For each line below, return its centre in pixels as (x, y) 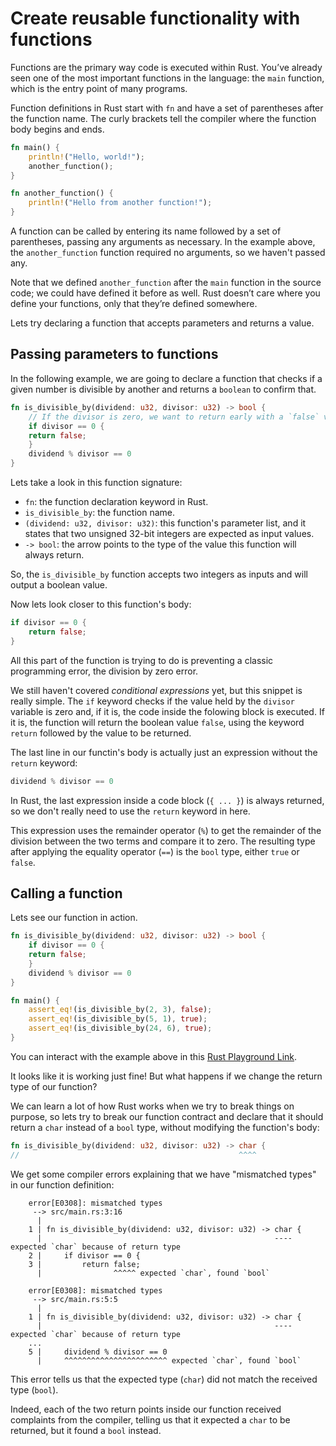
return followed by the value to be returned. (101, 733)
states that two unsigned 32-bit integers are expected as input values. (169, 533)
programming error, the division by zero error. (104, 671)
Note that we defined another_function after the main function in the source (166, 283)
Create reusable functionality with (155, 18)
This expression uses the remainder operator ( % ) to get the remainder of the (166, 830)
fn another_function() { (62, 193)
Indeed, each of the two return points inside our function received (146, 1409)
